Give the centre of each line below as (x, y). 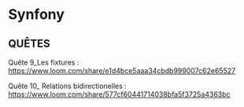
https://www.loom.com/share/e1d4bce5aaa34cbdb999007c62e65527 (122, 71)
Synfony (37, 15)
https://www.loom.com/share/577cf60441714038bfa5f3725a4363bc (119, 94)
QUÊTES (29, 44)
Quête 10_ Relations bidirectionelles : (68, 86)
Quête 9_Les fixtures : (44, 62)
